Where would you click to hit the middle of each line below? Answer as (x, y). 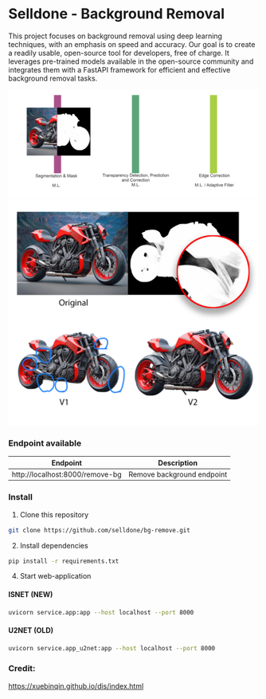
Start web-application (55, 576)
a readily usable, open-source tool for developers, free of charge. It (119, 53)
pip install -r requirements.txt (64, 561)
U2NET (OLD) (31, 630)
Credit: (22, 669)
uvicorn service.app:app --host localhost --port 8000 (101, 612)
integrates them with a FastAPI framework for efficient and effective (119, 69)
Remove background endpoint (178, 474)
